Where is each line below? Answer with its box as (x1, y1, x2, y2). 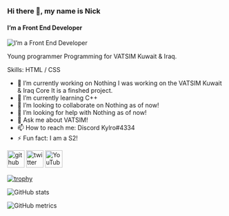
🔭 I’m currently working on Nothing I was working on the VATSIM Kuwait (17, 79, 222, 87)
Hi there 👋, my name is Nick (7, 6, 101, 16)
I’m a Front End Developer (7, 24, 83, 32)
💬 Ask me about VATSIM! (17, 116, 88, 124)
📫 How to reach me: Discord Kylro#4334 (17, 124, 136, 132)
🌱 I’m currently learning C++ (17, 93, 98, 102)
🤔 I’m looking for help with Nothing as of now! (17, 109, 147, 117)
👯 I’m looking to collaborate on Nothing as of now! (17, 101, 159, 109)
